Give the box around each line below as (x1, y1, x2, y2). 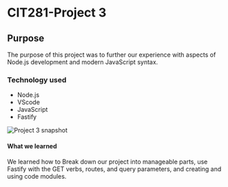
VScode (17, 98, 40, 106)
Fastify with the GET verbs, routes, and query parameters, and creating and (7, 164, 222, 173)
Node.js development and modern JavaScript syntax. (7, 58, 158, 66)
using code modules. (7, 172, 67, 180)
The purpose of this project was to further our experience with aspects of (7, 50, 216, 59)
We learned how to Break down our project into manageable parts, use (7, 157, 208, 166)
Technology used (7, 75, 67, 84)
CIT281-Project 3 (7, 5, 107, 21)
